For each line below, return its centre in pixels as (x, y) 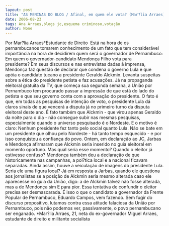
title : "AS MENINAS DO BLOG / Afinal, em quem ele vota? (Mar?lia (76, 15)
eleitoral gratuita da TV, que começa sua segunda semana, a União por (79, 85)
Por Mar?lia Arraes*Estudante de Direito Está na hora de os (67, 43)
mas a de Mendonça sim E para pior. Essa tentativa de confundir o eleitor (81, 187)
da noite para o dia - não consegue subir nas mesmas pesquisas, (73, 118)
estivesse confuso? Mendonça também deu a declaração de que (72, 155)
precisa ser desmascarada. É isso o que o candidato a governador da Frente (84, 192)
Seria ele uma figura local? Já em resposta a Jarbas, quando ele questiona (82, 171)
